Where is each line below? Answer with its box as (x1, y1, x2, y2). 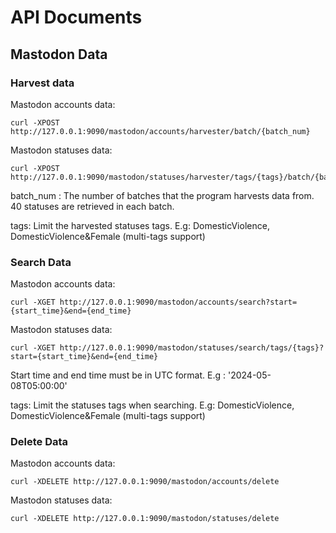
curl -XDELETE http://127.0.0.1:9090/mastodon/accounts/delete (10, 477, 280, 487)
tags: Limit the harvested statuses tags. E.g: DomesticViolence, (10, 219, 270, 231)
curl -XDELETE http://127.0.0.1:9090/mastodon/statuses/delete (10, 514, 280, 524)
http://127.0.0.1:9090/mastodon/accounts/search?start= (59, 297, 298, 308)
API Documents (10, 6, 143, 29)
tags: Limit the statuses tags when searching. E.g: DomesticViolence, (10, 399, 295, 411)
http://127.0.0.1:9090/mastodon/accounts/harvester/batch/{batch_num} (10, 126, 311, 136)
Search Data (10, 255, 72, 269)
